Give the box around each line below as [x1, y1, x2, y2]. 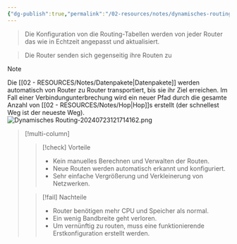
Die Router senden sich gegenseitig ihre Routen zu [24, 51, 172, 59]
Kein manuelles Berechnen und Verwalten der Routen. [52, 157, 210, 165]
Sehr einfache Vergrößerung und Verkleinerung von [52, 171, 203, 180]
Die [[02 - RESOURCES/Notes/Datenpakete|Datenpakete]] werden [7, 78, 200, 87]
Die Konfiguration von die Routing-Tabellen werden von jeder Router [24, 30, 224, 38]
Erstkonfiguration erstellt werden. [52, 228, 150, 237]
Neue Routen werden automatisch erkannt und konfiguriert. [52, 164, 226, 173]
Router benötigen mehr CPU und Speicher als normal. [52, 206, 209, 215]
